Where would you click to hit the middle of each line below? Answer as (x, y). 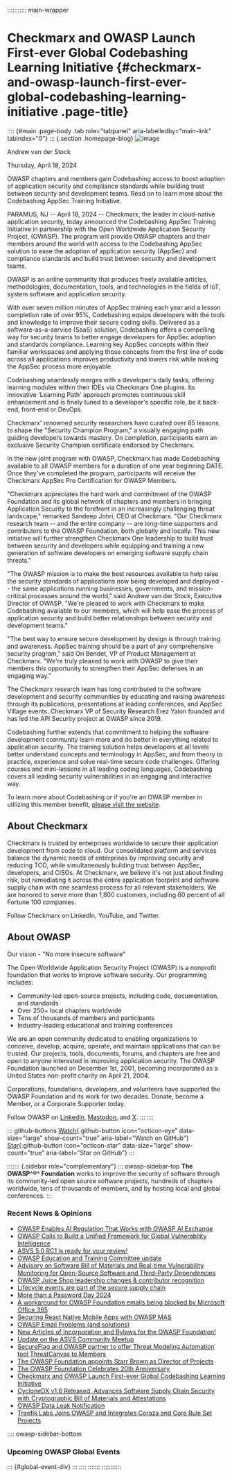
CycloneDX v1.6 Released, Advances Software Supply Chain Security (116, 1391)
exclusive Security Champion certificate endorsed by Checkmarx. (101, 445)
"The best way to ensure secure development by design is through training (114, 638)
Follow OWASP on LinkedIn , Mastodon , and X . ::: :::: (81, 1117)
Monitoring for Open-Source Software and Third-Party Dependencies (116, 1273)
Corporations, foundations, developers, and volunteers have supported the (114, 1089)
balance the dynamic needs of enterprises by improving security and (106, 858)
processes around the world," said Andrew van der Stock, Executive (125, 595)
